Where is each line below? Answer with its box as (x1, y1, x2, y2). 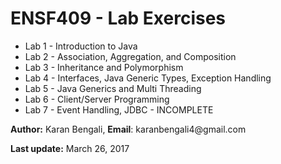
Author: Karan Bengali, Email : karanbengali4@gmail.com (10, 123, 247, 135)
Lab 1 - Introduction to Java (24, 40, 138, 52)
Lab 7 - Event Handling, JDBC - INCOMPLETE (24, 103, 214, 116)
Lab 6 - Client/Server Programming (24, 93, 170, 105)
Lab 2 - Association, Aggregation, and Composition (24, 50, 237, 62)
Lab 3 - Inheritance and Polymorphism (24, 61, 184, 73)
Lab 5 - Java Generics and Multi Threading (24, 82, 202, 94)
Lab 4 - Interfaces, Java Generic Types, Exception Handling (24, 72, 272, 84)
